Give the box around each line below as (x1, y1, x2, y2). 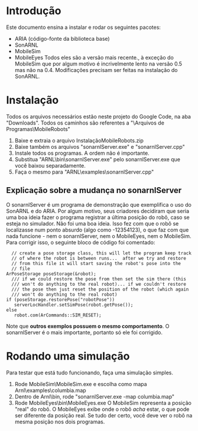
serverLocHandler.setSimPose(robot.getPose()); (14, 302, 134, 308)
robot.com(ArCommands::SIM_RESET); (14, 312, 102, 318)
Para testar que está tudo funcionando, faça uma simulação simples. (6, 369, 173, 376)
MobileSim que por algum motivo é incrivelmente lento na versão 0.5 (14, 60, 182, 67)
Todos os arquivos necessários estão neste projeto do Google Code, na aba (6, 113, 191, 120)
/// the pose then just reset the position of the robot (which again (11, 286, 189, 292)
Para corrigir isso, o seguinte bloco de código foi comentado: (6, 239, 155, 246)
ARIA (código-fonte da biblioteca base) (14, 35, 111, 42)
